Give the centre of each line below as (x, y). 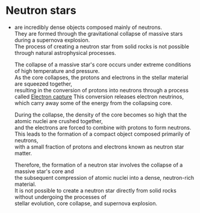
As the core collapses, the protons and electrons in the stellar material (101, 77)
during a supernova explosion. (52, 40)
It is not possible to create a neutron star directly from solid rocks (95, 190)
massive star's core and (44, 171)
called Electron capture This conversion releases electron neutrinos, (99, 97)
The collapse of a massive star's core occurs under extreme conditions (103, 65)
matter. (23, 153)
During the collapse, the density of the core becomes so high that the (101, 115)
